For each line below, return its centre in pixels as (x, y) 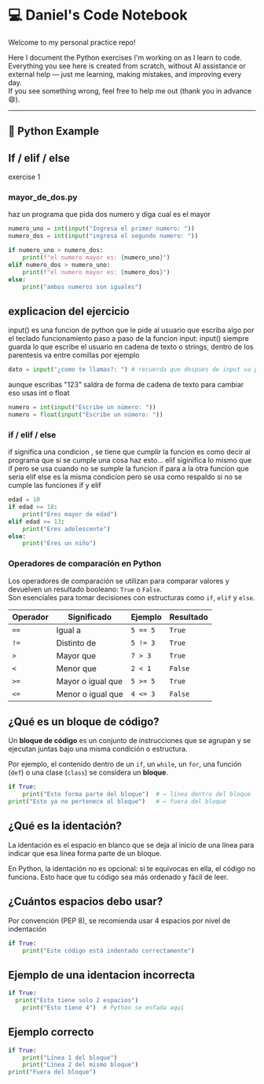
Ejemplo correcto (51, 1033)
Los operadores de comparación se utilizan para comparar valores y (119, 580)
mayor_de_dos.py (43, 197)
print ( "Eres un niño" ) (59, 544)
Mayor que (76, 655)
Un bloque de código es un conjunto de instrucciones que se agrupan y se (130, 741)
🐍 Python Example (54, 132)
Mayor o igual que (90, 681)
